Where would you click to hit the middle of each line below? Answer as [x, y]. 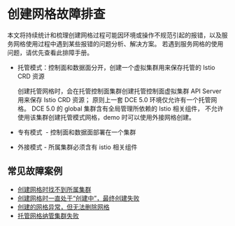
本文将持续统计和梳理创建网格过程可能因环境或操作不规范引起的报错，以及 [114, 35]
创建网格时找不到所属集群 [54, 189]
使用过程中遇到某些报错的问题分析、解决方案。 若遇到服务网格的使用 [124, 43]
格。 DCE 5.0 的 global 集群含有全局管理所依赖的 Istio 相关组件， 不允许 [120, 108]
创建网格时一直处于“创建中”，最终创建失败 [78, 198]
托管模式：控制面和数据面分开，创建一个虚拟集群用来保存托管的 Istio [116, 67]
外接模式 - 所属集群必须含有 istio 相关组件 [77, 147]
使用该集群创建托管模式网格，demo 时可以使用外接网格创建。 [106, 117]
